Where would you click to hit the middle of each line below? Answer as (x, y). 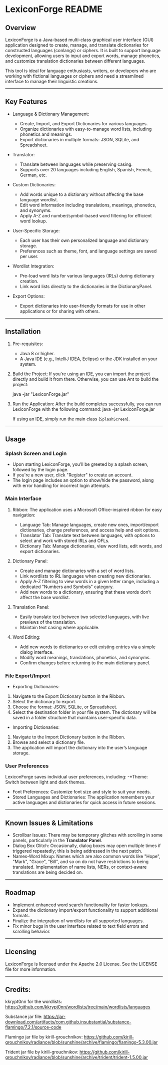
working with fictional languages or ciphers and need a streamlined (74, 76)
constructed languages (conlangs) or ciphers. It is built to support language (83, 50)
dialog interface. (37, 652)
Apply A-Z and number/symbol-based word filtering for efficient (86, 215)
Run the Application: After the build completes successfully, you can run (87, 404)
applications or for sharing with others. (60, 311)
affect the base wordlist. (45, 597)
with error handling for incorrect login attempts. (61, 486)
